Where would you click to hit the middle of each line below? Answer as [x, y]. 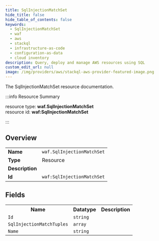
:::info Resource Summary [33, 96]
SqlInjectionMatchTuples [38, 224]
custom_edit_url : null [29, 67]
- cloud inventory [30, 58]
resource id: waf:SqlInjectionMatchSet [47, 112]
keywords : [16, 24]
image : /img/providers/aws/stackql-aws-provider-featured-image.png [80, 72]
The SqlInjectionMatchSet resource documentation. [60, 87]
